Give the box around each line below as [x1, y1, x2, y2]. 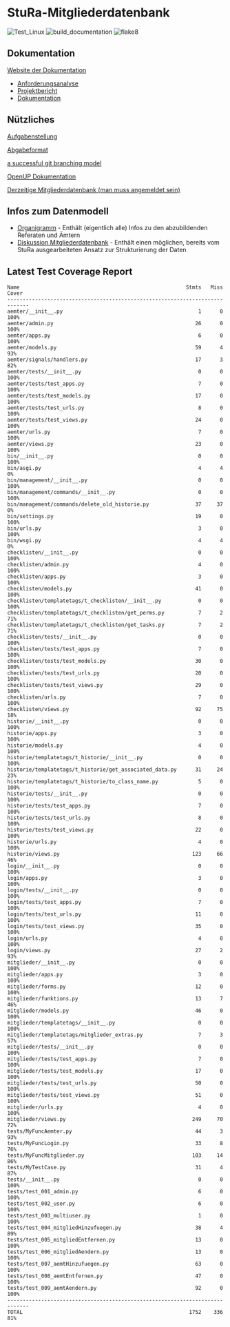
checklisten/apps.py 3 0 [7, 573, 224, 580]
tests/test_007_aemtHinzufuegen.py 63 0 [7, 1261, 224, 1268]
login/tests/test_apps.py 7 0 [7, 899, 224, 906]
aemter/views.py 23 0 [7, 441, 224, 448]
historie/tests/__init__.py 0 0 [7, 790, 224, 797]
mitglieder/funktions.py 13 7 [7, 996, 224, 1002]
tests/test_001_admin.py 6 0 [7, 1189, 224, 1195]
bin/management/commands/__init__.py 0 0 [7, 489, 224, 496]
